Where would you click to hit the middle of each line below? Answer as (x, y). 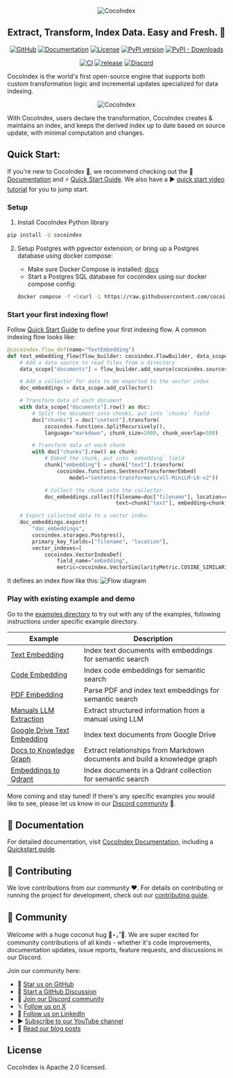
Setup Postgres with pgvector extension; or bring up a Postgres (108, 248)
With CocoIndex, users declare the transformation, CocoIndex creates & (110, 117)
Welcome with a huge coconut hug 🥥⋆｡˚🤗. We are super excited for (103, 934)
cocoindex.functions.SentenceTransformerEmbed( (127, 471)
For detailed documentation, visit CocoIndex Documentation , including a (110, 842)
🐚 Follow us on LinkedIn (51, 1013)
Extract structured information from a (145, 710)
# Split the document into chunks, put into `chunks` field (121, 414)
